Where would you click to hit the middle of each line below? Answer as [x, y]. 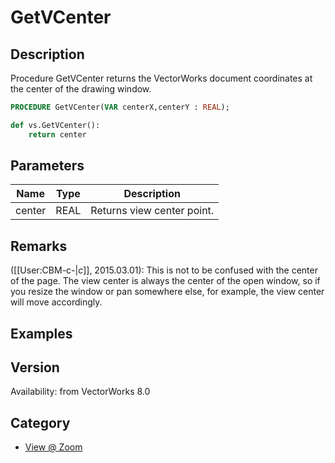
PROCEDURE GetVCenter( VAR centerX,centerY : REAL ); [120, 107]
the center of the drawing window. [81, 89]
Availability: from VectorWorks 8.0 [80, 392]
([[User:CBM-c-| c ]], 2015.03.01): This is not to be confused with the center [164, 270]
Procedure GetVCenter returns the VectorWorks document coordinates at [161, 78]
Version [35, 367]
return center [57, 134]
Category [40, 422]
